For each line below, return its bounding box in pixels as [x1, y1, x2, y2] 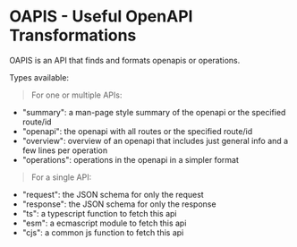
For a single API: [30, 172, 92, 183]
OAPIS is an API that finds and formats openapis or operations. [9, 55, 241, 65]
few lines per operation [21, 145, 108, 156]
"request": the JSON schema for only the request [21, 189, 204, 200]
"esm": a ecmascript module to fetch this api [21, 217, 187, 228]
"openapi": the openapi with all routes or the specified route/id [21, 125, 253, 136]
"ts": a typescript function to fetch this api [21, 208, 177, 218]
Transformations [9, 25, 137, 46]
